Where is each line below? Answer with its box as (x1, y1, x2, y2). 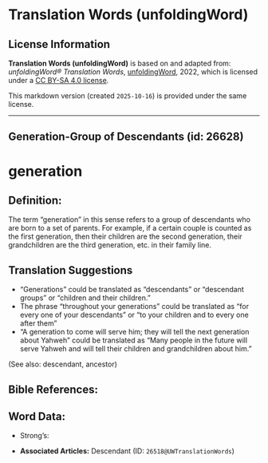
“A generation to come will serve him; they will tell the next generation (19, 327, 250, 337)
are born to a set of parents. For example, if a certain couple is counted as (8, 224, 252, 233)
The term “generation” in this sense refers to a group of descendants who (8, 215, 251, 224)
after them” (19, 319, 57, 328)
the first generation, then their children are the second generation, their (8, 231, 242, 241)
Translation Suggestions (8, 263, 133, 277)
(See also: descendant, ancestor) (8, 359, 118, 369)
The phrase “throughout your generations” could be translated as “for (19, 302, 250, 311)
